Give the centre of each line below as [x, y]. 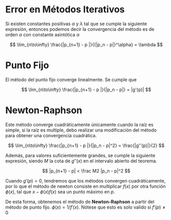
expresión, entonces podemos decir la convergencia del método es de [80, 29]
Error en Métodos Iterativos [65, 10]
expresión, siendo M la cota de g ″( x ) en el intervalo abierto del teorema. [81, 161]
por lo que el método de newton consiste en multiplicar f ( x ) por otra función [85, 186]
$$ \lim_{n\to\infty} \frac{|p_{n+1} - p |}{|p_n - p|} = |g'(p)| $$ [86, 89]
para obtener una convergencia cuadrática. [51, 135]
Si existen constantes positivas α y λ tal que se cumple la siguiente [76, 24]
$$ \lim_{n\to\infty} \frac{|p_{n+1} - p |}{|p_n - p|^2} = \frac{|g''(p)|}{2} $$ [86, 145]
